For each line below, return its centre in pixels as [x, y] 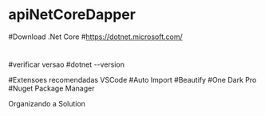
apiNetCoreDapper [72, 15]
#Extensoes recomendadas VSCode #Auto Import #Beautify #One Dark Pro [132, 80]
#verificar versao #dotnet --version [67, 64]
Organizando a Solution [47, 104]
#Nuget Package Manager [51, 88]
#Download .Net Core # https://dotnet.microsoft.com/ [96, 37]
